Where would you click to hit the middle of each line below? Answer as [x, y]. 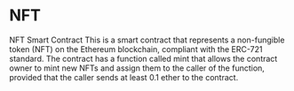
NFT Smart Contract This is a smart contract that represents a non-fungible [147, 40]
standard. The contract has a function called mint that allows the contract [143, 58]
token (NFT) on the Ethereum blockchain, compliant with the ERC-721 [136, 49]
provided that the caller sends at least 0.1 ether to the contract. [124, 77]
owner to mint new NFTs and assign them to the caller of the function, [137, 68]
